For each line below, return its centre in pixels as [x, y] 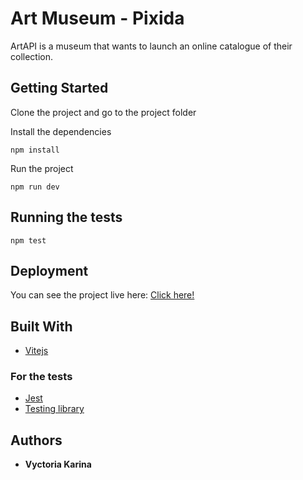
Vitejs [36, 351]
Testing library [54, 409]
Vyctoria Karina [58, 464]
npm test [28, 240]
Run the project [42, 168]
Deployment [49, 270]
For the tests [41, 377]
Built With [41, 326]
